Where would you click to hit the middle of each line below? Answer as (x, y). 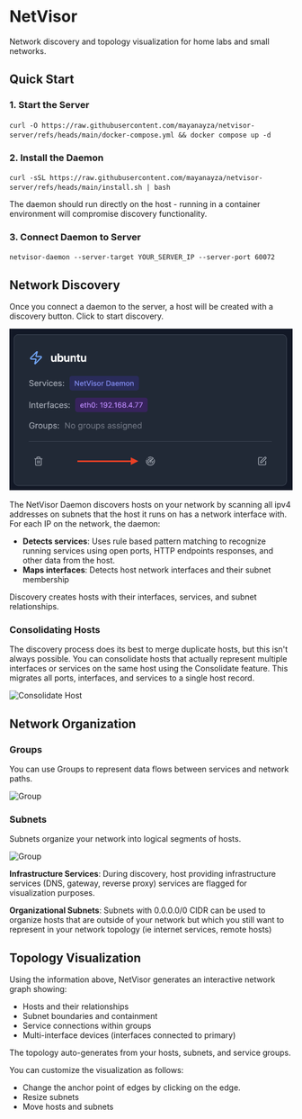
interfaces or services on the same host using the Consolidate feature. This (149, 669)
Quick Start (42, 80)
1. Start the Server (49, 105)
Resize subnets (50, 1097)
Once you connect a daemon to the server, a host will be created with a (142, 307)
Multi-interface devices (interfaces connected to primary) (129, 1035)
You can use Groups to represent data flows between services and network (149, 769)
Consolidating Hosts (55, 629)
